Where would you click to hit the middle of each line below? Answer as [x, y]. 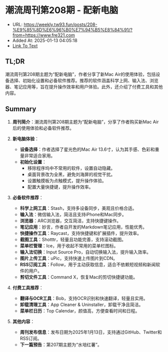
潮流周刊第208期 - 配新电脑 [62, 10]
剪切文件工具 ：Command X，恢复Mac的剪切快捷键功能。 [79, 277]
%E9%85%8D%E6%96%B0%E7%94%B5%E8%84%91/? [72, 30]
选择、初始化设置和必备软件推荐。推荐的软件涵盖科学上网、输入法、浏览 [84, 80]
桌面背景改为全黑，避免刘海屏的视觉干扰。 [71, 174]
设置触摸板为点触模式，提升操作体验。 [67, 180]
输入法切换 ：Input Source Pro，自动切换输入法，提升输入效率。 [85, 252]
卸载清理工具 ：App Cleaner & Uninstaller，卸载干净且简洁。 [81, 304]
